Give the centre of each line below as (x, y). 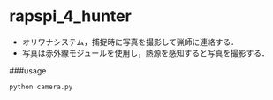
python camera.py (41, 87)
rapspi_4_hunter (71, 16)
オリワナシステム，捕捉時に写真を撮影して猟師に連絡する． (130, 42)
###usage (28, 70)
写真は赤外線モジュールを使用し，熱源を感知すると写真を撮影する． (145, 53)
